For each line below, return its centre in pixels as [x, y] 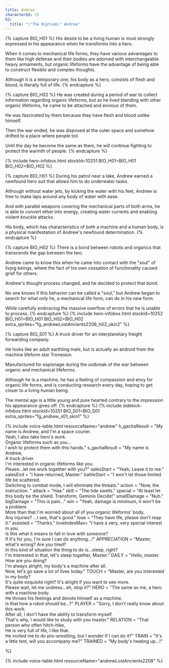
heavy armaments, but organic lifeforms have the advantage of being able [82, 64]
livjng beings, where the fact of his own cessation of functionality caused [81, 268]
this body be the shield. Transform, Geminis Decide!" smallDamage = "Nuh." [84, 496]
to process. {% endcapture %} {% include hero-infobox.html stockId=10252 [84, 314]
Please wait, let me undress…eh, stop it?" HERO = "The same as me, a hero [84, 588]
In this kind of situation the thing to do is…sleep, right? [62, 550]
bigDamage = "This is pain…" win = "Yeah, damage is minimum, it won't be [83, 502]
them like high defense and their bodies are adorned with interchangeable [82, 59]
